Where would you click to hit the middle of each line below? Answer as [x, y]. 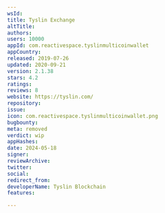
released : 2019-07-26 [38, 59]
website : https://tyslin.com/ [51, 97]
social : [18, 174]
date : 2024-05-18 [32, 148]
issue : [16, 110]
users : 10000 [26, 39]
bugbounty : [23, 122]
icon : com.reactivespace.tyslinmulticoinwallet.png [82, 116]
